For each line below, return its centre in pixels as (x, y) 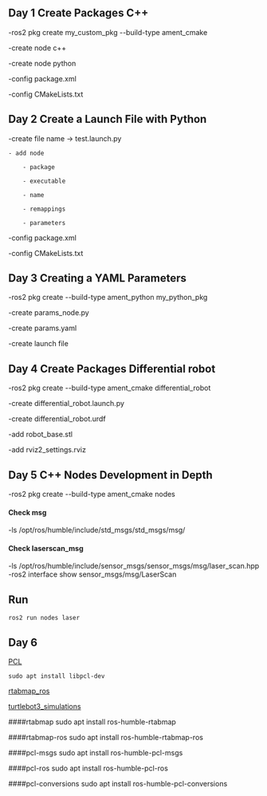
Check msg (27, 512)
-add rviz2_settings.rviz (47, 450)
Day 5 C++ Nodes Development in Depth (110, 475)
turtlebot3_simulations (45, 707)
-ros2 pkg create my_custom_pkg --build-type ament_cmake (108, 32)
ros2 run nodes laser (44, 618)
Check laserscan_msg (46, 548)
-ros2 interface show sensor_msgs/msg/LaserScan (92, 574)
